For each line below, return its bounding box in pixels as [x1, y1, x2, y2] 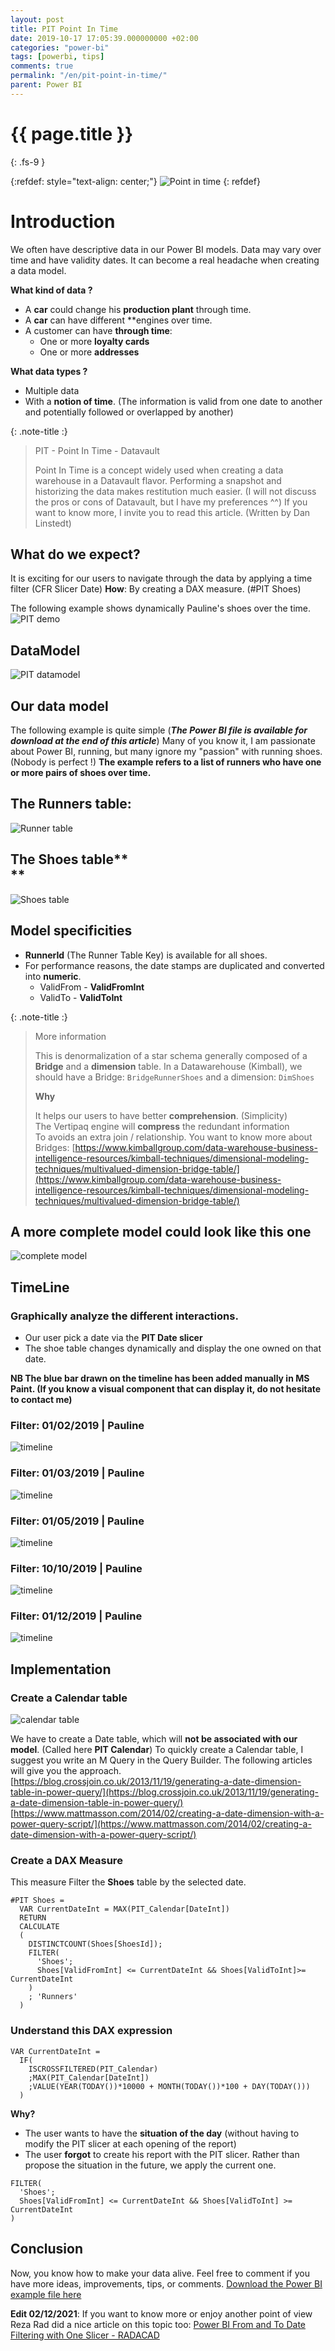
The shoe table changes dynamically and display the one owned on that [24, 1342, 322, 1354]
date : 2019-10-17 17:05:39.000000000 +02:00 [10, 33, 199, 43]
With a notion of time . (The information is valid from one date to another [24, 395, 323, 407]
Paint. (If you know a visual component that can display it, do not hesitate [10, 1383, 322, 1395]
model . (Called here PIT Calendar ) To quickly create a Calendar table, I [10, 1744, 304, 1756]
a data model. [10, 264, 67, 276]
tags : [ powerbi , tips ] [10, 52, 105, 62]
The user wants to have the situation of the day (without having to [24, 2127, 300, 2139]
